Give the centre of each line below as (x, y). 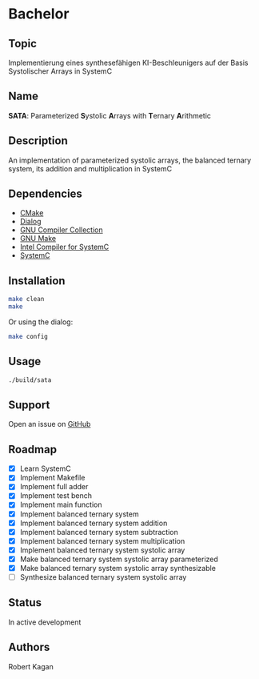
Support (29, 405)
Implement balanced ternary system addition (94, 523)
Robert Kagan (31, 666)
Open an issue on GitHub (50, 424)
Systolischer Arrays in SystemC (60, 71)
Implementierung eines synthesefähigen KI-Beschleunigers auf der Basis (129, 62)
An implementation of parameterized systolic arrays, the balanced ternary (130, 160)
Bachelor (39, 14)
